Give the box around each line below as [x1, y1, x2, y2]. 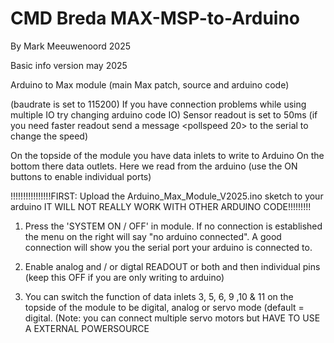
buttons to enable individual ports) [10, 170, 152, 182]
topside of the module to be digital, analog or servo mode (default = [24, 301, 305, 313]
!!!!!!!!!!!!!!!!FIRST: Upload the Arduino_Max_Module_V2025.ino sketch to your [10, 190, 324, 202]
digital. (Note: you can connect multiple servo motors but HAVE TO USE [24, 312, 321, 324]
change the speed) [10, 130, 89, 142]
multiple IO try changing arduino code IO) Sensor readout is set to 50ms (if [10, 108, 318, 121]
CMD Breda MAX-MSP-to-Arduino [10, 7, 301, 30]
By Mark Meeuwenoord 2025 [10, 40, 132, 52]
